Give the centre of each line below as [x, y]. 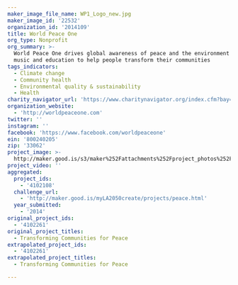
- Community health [42, 80]
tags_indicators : [33, 67]
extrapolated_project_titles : [52, 258]
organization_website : [41, 106]
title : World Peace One [42, 34]
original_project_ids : [41, 218]
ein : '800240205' [33, 139]
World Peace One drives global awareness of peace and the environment [122, 54]
